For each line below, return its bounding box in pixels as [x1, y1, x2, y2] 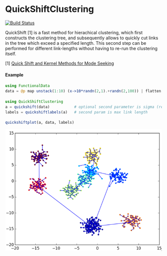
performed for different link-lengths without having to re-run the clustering [5, 45, 158, 51]
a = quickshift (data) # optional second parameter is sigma [5, 104, 155, 109]
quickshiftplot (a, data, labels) [5, 120, 75, 125]
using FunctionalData [5, 84, 50, 88]
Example [5, 72, 24, 78]
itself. [5, 51, 16, 57]
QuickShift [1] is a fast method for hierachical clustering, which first [5, 29, 143, 35]
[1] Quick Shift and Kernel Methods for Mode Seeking [5, 60, 114, 66]
